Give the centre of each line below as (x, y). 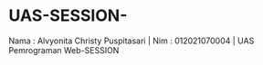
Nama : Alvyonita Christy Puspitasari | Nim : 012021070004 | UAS (131, 41)
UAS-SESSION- (68, 16)
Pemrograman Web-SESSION (64, 50)
